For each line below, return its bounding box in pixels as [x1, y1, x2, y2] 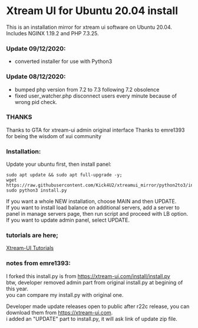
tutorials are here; [6, 231, 59, 239]
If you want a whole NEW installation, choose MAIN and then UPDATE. [6, 198, 177, 205]
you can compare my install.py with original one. [6, 291, 124, 298]
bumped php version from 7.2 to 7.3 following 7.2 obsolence [14, 86, 160, 93]
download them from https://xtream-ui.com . [6, 309, 113, 316]
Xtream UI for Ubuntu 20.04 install [6, 4, 179, 18]
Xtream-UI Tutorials [6, 245, 54, 252]
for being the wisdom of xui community [6, 132, 102, 139]
